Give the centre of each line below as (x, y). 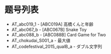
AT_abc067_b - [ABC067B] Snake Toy (49, 29)
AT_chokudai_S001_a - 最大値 (41, 40)
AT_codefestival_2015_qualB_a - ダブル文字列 (57, 46)
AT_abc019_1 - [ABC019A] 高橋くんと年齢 (52, 24)
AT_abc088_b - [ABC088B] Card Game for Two (59, 35)
